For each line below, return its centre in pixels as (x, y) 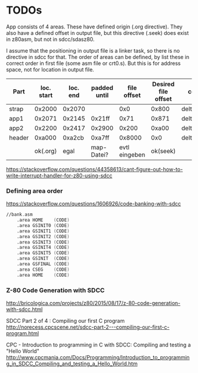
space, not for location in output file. (50, 69)
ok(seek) (164, 151)
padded (102, 87)
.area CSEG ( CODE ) (43, 270)
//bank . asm (19, 215)
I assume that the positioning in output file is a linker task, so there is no (93, 50)
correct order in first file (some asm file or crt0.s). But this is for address (93, 63)
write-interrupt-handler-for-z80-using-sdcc (59, 176)
